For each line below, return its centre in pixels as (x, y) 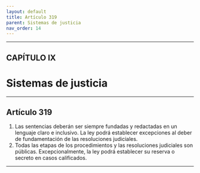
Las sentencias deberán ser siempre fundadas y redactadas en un (96, 126)
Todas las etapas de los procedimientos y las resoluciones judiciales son (104, 145)
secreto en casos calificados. (51, 158)
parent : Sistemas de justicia (44, 23)
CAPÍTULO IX (31, 58)
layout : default (26, 12)
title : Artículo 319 (32, 17)
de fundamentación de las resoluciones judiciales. (76, 139)
